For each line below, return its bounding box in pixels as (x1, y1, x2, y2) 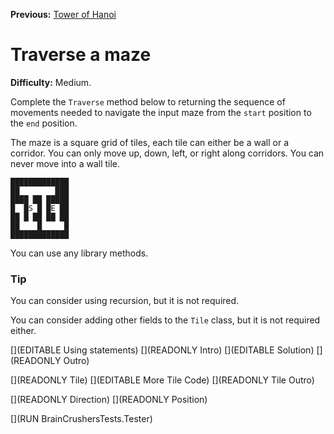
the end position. (10, 117, 78, 129)
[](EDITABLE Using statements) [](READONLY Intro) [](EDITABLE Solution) (10, 344, 315, 356)
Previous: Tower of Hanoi (10, 9, 117, 20)
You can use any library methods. (10, 247, 149, 259)
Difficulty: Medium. (10, 76, 92, 88)
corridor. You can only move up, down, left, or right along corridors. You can (10, 147, 325, 159)
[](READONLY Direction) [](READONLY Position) (10, 394, 208, 406)
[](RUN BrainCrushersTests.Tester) (10, 413, 153, 425)
